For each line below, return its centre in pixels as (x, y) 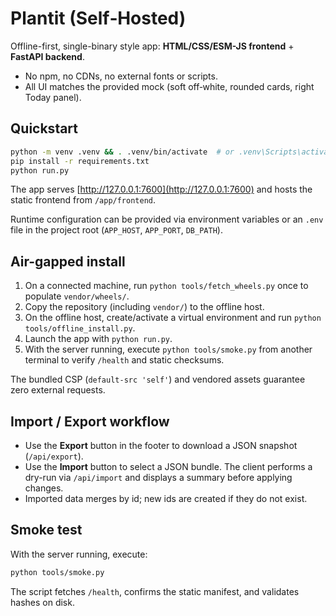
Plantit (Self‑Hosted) (98, 18)
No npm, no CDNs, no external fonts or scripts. (121, 76)
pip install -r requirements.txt (80, 161)
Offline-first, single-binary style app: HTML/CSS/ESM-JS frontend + (152, 46)
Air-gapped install (68, 261)
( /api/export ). (54, 456)
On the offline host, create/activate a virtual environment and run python (173, 318)
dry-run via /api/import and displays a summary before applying (158, 477)
